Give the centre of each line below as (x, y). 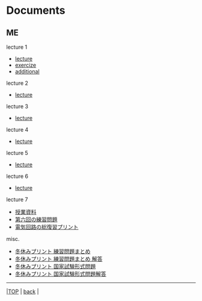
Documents (36, 11)
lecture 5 (17, 153)
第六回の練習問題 (36, 219)
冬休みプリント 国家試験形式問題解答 (60, 274)
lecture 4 (17, 129)
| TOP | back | (23, 291)
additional (27, 71)
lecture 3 (17, 106)
